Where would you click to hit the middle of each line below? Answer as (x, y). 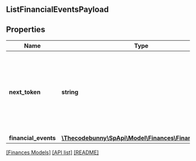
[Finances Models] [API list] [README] (52, 153)
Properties (26, 29)
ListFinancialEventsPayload (57, 10)
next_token (25, 92)
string (70, 92)
